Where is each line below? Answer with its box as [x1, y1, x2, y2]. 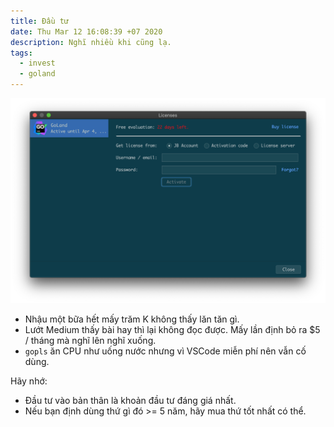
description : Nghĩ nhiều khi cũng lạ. [10, 37, 172, 47]
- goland [19, 69, 56, 79]
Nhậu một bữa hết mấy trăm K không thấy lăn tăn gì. [24, 313, 240, 325]
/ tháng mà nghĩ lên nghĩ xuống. [24, 335, 157, 347]
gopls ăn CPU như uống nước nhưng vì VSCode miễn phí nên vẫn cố [24, 345, 307, 357]
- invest [19, 58, 56, 69]
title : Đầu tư [10, 16, 70, 26]
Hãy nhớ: [10, 375, 48, 387]
